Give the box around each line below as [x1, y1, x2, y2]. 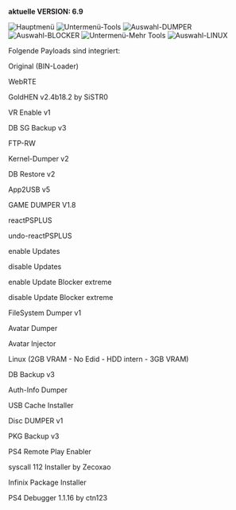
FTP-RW [8, 138, 36, 148]
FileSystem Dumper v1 [8, 308, 82, 317]
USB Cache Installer [8, 401, 74, 410]
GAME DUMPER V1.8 [8, 200, 76, 209]
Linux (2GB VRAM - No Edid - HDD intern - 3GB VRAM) [8, 354, 189, 364]
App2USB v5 [8, 185, 51, 194]
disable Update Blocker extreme [8, 293, 114, 302]
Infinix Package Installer [8, 477, 87, 487]
